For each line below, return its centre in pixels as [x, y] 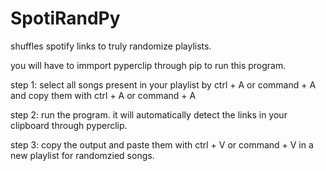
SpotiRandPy [65, 18]
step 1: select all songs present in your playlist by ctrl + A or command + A [163, 84]
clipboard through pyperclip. [69, 125]
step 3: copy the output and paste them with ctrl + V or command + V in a [162, 144]
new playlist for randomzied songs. [82, 155]
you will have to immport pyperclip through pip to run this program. [148, 65]
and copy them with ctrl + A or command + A [103, 95]
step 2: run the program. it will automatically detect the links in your [149, 114]
